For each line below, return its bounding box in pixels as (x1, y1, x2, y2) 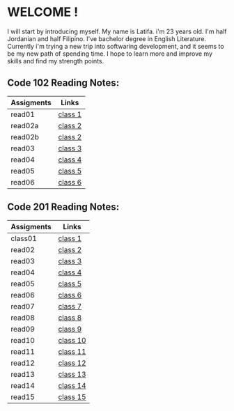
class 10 (58, 335, 86, 345)
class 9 (58, 324, 82, 334)
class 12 (58, 358, 86, 368)
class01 (10, 233, 37, 243)
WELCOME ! (7, 4, 79, 20)
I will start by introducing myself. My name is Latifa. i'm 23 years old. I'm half (7, 27, 227, 36)
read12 (10, 358, 35, 368)
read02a (10, 121, 39, 130)
